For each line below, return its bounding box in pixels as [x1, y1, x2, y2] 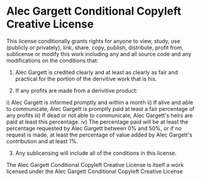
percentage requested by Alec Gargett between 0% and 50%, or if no [6, 124, 182, 132]
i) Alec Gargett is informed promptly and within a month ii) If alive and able [6, 99, 194, 106]
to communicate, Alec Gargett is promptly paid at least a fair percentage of [6, 105, 195, 112]
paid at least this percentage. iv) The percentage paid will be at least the [6, 118, 188, 126]
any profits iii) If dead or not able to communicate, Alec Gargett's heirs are [6, 112, 193, 119]
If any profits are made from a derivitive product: [15, 87, 138, 94]
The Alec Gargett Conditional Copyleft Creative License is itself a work [6, 161, 184, 168]
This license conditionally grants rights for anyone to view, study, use [6, 37, 180, 44]
